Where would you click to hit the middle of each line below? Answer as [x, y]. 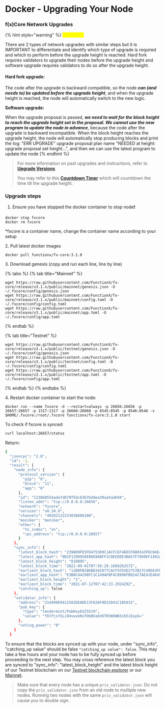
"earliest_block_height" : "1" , [50, 580]
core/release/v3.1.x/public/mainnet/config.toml [56, 300]
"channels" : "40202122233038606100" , [57, 516]
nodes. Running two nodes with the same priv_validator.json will [84, 695]
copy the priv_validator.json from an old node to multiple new [82, 690]
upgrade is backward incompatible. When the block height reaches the [77, 133]
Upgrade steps [23, 196]
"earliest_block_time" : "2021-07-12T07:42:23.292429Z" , [76, 584]
